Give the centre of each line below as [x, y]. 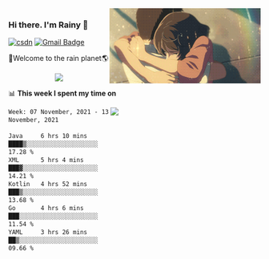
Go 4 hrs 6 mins [46, 208]
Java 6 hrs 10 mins [48, 136]
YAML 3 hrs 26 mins [48, 233]
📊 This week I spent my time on [62, 93]
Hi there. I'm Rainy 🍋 [48, 25]
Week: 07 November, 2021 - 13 [59, 112]
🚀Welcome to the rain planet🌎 [58, 59]
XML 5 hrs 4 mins [46, 160]
